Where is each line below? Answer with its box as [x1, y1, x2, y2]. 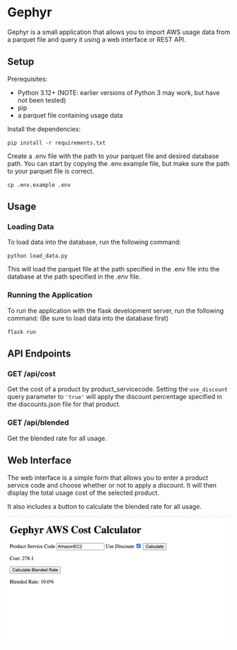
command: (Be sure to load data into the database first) [7, 313, 169, 323]
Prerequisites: [7, 74, 48, 83]
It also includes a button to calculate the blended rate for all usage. [7, 502, 202, 510]
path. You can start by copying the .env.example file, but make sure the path [7, 159, 230, 167]
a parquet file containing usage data [17, 111, 123, 119]
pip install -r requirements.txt [7, 139, 106, 146]
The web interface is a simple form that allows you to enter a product [7, 473, 209, 482]
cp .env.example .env [7, 181, 71, 189]
